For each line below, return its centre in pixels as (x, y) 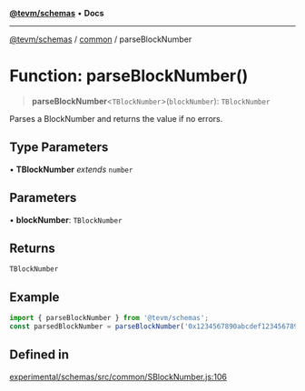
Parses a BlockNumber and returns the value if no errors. (116, 118)
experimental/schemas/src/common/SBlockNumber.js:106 (118, 376)
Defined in (39, 355)
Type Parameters (59, 148)
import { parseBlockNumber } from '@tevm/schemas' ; (109, 318)
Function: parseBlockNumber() (129, 76)
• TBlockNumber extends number (71, 169)
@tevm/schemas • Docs (57, 13)
